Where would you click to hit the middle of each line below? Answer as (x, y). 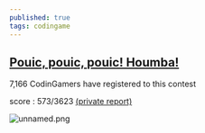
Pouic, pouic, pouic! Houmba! (94, 62)
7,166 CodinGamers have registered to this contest (103, 84)
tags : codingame (40, 26)
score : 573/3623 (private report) (71, 102)
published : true (40, 18)
